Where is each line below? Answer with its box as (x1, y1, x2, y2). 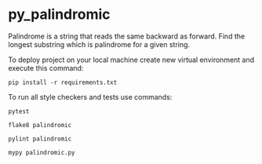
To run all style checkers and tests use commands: (8, 92, 173, 101)
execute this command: (8, 63, 84, 72)
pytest (8, 108, 30, 115)
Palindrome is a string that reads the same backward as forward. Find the (8, 31, 246, 41)
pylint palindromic (8, 135, 72, 143)
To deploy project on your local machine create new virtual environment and (8, 55, 255, 64)
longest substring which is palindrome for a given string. (8, 39, 191, 49)
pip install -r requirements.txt (8, 78, 118, 86)
